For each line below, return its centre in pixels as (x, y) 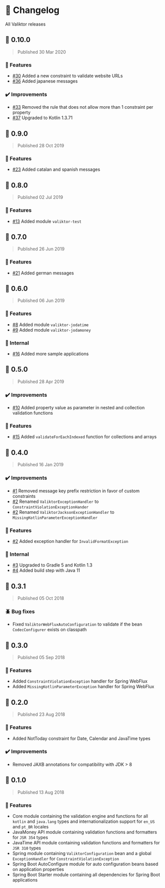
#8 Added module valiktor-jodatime (50, 325)
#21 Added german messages (43, 273)
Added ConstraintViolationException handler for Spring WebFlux (80, 681)
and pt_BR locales (30, 826)
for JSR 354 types (30, 837)
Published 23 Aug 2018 (41, 714)
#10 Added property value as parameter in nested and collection (79, 408)
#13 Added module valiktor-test (47, 221)
